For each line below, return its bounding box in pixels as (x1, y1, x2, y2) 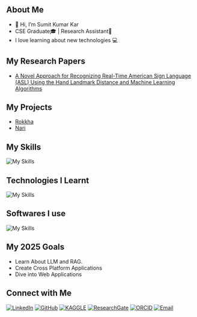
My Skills (6, 142, 41, 152)
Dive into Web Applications (14, 270, 82, 278)
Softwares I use (6, 208, 66, 219)
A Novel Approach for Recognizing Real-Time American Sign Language (14, 72, 191, 79)
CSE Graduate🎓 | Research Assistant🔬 (14, 27, 112, 35)
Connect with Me (6, 288, 72, 298)
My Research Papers (6, 56, 86, 67)
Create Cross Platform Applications (14, 264, 103, 271)
